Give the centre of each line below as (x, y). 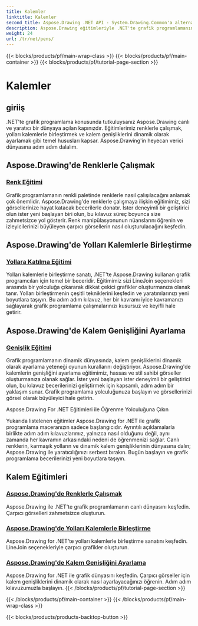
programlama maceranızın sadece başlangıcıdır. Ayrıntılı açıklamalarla (90, 427)
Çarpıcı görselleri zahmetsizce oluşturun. (56, 513)
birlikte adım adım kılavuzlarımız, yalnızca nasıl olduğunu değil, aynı (88, 434)
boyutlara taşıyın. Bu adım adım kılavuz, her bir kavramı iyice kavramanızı (95, 300)
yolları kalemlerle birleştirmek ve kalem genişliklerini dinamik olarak (88, 134)
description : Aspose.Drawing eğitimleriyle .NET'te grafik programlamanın (100, 28)
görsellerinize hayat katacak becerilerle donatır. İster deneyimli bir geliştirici (98, 208)
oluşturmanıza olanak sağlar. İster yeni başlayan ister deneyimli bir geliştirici (98, 379)
